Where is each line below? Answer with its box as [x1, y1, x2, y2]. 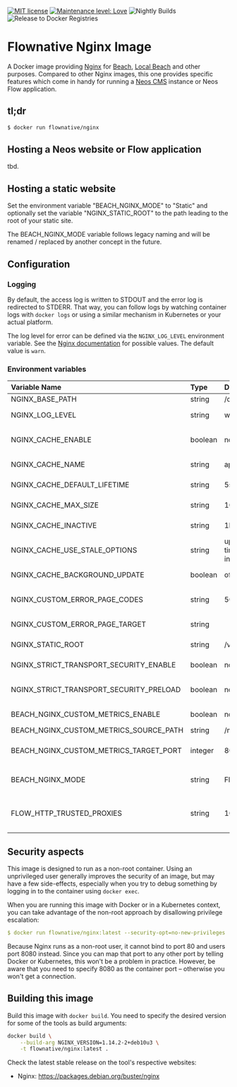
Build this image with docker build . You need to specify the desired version [7, 1011, 227, 1020]
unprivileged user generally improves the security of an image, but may [7, 872, 215, 881]
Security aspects [7, 845, 85, 857]
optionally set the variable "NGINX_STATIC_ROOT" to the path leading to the [7, 209, 229, 218]
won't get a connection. [7, 972, 76, 980]
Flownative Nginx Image [7, 39, 152, 55]
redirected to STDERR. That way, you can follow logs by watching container [7, 302, 227, 311]
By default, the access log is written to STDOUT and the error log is [7, 295, 203, 304]
